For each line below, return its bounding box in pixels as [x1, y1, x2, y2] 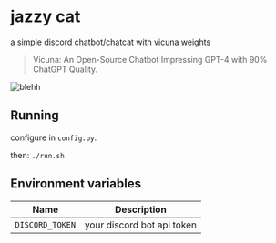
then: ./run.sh [10, 149, 65, 160]
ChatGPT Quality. [32, 64, 98, 75]
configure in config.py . [10, 132, 97, 143]
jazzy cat [10, 6, 81, 27]
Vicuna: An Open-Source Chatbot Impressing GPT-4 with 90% [32, 54, 268, 65]
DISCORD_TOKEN [15, 219, 77, 229]
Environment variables [10, 176, 142, 192]
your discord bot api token [84, 218, 197, 231]
